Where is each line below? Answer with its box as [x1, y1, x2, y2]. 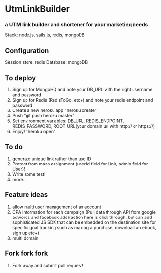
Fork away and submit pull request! [12, 262, 83, 268]
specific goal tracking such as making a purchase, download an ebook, [12, 224, 157, 230]
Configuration [5, 46, 49, 55]
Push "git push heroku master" [12, 113, 75, 119]
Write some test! [12, 171, 46, 177]
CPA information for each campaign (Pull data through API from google [12, 209, 156, 215]
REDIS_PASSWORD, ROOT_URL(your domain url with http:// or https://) [12, 123, 155, 129]
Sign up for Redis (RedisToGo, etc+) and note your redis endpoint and [12, 97, 153, 103]
